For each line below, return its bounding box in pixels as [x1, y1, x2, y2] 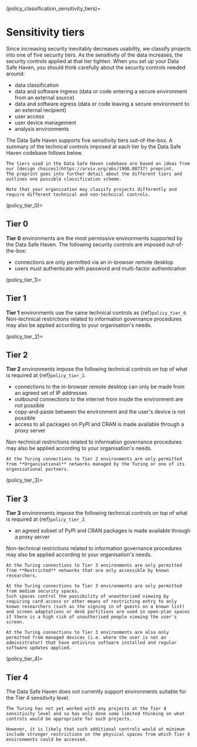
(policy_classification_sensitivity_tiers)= [6, 5, 101, 12]
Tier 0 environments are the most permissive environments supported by [6, 234, 183, 242]
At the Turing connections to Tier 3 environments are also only [6, 630, 169, 636]
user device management [14, 119, 76, 126]
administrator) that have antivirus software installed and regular [6, 640, 177, 646]
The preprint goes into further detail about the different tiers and [6, 171, 182, 177]
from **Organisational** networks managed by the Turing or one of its [6, 461, 185, 467]
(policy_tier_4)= [6, 655, 43, 662]
